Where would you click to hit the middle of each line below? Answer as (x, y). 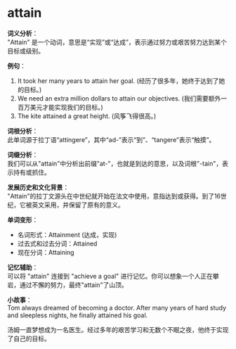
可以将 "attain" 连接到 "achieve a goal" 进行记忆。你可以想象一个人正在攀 (113, 276)
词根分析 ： (23, 131)
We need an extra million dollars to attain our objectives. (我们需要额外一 (122, 98)
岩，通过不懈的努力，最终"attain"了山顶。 (67, 285)
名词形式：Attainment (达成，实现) (67, 234)
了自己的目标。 (29, 338)
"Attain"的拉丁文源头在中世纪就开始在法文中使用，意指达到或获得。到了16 (114, 196)
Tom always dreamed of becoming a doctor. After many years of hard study (117, 307)
